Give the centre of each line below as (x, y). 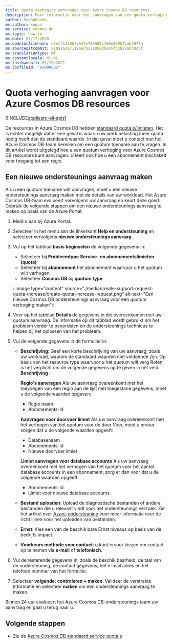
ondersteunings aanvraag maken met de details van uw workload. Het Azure (86, 195)
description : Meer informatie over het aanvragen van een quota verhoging (87, 15)
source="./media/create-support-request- (109, 288)
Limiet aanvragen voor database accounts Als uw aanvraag (84, 461)
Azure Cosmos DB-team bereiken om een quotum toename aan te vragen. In (86, 145)
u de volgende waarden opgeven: (56, 393)
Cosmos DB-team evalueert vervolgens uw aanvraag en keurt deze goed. (83, 200)
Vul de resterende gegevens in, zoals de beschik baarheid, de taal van (87, 560)
